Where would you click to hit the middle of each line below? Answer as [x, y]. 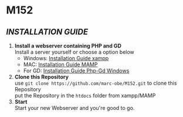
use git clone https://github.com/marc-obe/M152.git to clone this [96, 83]
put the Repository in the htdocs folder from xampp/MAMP [85, 95]
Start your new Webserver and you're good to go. [74, 108]
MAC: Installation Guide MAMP [60, 64]
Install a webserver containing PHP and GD [68, 46]
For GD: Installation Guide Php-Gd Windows [76, 70]
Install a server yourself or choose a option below [74, 52]
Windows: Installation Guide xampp [66, 58]
